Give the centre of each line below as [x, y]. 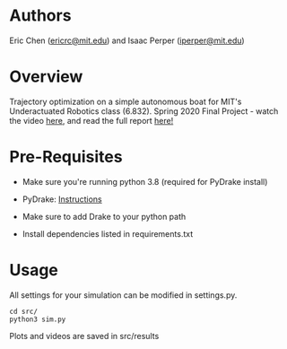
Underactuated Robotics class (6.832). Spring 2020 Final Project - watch [144, 111]
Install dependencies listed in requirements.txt [108, 233]
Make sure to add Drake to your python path [104, 216]
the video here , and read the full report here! [91, 120]
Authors [40, 16]
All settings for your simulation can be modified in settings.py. [123, 295]
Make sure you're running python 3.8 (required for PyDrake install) [145, 181]
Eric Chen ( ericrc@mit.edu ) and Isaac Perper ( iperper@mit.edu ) [127, 40]
